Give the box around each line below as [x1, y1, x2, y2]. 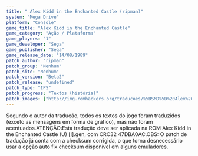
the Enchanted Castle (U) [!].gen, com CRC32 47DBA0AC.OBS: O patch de [6, 130, 187, 138]
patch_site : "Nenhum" [6, 69, 60, 74]
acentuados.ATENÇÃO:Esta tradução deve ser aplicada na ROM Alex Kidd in [6, 124, 192, 131]
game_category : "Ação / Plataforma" [6, 30, 96, 36]
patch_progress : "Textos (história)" [6, 90, 99, 96]
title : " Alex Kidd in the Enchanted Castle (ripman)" [6, 8, 144, 15]
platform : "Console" [6, 19, 57, 25]
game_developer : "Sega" [6, 42, 65, 48]
